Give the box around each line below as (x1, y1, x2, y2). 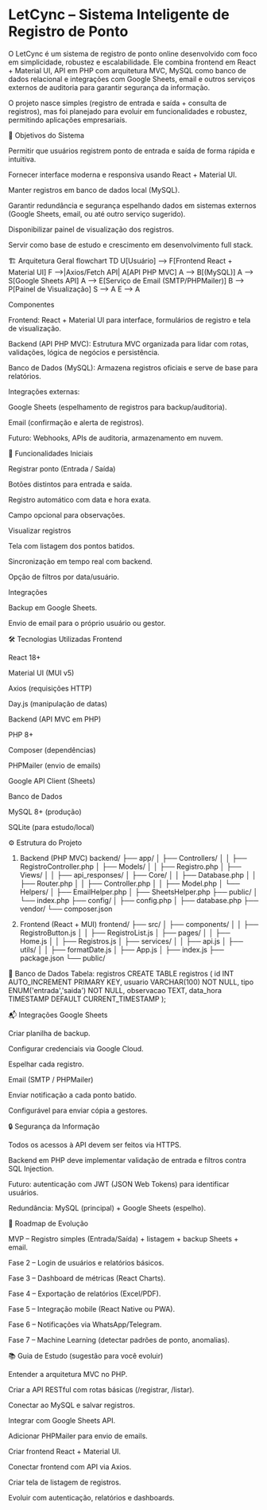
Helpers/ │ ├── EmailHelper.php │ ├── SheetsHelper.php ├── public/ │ (19, 886, 258, 897)
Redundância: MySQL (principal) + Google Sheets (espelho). (8, 1203, 207, 1212)
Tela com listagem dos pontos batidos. (8, 541, 135, 550)
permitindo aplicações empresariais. (8, 115, 128, 124)
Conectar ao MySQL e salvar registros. (8, 1400, 135, 1410)
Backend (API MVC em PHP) (8, 714, 102, 724)
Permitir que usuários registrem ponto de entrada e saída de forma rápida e (8, 146, 256, 155)
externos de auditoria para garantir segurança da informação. (8, 82, 211, 92)
